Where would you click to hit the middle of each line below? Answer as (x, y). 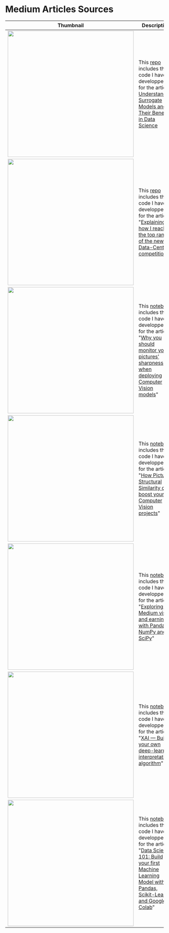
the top (147, 234)
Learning (149, 875)
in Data (147, 119)
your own (150, 744)
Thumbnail (71, 25)
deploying (150, 375)
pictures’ (149, 356)
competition (153, 254)
